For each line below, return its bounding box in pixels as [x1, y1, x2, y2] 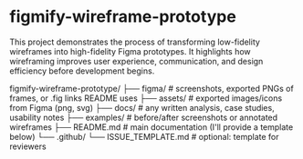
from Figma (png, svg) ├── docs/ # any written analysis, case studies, [9, 102, 276, 113]
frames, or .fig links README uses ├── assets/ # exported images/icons [9, 93, 283, 104]
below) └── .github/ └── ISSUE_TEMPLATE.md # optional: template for [9, 131, 279, 142]
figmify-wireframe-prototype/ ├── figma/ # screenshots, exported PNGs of [9, 83, 294, 94]
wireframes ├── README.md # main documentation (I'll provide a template [9, 121, 294, 133]
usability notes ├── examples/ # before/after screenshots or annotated [9, 112, 278, 123]
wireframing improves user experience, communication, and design [9, 55, 264, 66]
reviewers [9, 141, 47, 152]
